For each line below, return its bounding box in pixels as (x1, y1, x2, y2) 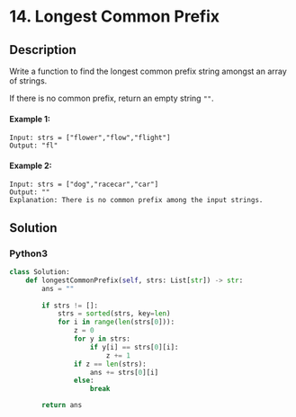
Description (9, 42, 76, 58)
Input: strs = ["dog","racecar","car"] (9, 180, 159, 190)
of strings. (9, 75, 48, 86)
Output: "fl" (9, 141, 58, 150)
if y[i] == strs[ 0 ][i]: (89, 342, 179, 351)
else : (73, 376, 94, 386)
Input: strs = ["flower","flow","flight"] (9, 133, 171, 143)
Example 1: (9, 113, 51, 124)
